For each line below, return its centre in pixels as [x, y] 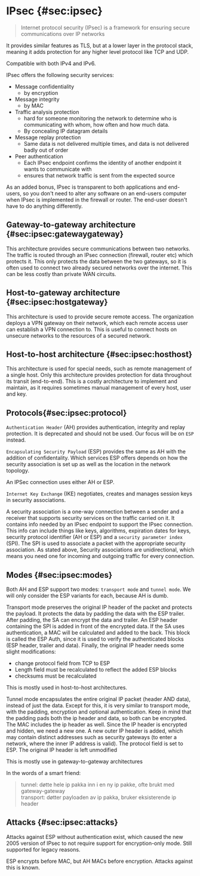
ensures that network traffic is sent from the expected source [99, 175]
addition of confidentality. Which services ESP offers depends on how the [97, 458]
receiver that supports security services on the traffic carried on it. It [90, 518]
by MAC [33, 105]
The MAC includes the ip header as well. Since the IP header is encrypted [97, 725]
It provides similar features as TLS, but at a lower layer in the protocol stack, [100, 45]
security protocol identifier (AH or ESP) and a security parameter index [95, 537]
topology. [18, 471]
